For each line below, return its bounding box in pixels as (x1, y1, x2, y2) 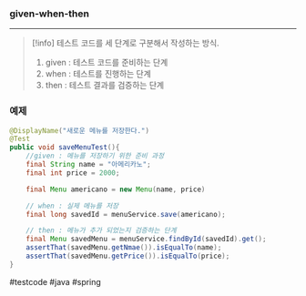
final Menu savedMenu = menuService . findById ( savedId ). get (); (25, 235, 267, 244)
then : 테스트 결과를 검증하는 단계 (45, 80, 165, 91)
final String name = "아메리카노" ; (25, 160, 152, 169)
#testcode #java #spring (9, 276, 102, 287)
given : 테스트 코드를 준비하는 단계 (45, 57, 168, 68)
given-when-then (9, 7, 89, 20)
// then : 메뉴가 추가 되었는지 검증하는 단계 (25, 226, 177, 235)
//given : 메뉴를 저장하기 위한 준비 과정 (25, 151, 165, 161)
